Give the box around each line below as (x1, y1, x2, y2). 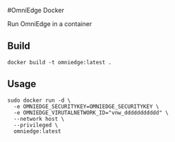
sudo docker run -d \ (7, 97, 71, 104)
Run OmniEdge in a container (7, 20, 92, 28)
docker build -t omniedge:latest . (7, 59, 112, 66)
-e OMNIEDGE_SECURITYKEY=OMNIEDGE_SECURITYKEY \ (13, 102, 159, 110)
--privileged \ (13, 122, 59, 129)
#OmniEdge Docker (7, 6, 65, 14)
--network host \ (13, 115, 65, 122)
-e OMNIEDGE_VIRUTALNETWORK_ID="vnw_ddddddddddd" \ (13, 109, 169, 116)
